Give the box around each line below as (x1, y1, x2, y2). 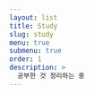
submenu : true (9, 47, 63, 56)
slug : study (9, 30, 54, 38)
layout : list (9, 13, 58, 22)
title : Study (9, 21, 58, 30)
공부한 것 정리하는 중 (17, 72, 85, 81)
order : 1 (9, 55, 42, 64)
